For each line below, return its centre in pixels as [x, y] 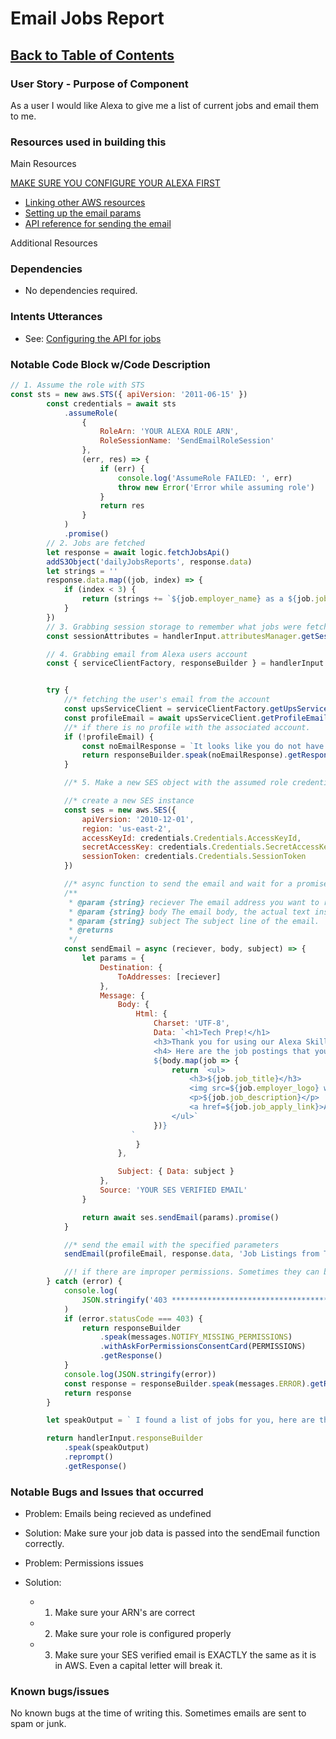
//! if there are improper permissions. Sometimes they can [191, 1272]
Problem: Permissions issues [84, 1563]
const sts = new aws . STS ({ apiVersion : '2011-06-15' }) [129, 394]
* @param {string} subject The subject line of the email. [194, 921]
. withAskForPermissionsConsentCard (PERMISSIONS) [203, 1347]
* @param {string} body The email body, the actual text [189, 912]
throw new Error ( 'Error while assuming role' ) [216, 487]
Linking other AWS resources [85, 203]
